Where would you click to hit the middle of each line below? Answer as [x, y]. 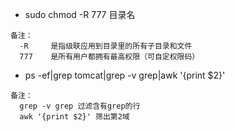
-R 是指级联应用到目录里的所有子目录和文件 [106, 46]
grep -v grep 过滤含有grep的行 [80, 106]
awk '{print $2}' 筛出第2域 [74, 117]
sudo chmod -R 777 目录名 [80, 14]
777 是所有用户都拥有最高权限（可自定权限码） [109, 57]
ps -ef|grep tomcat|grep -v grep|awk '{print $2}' [125, 75]
